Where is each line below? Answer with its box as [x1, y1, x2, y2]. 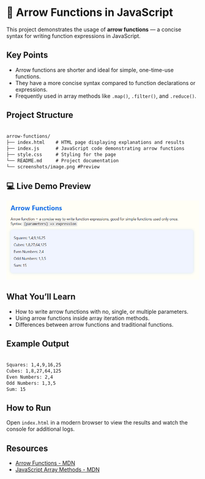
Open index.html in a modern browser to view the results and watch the [6, 419, 188, 426]
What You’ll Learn [6, 292, 76, 302]
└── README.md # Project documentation [6, 157, 119, 164]
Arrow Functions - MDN [15, 459, 75, 467]
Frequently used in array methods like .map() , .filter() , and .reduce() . [15, 92, 197, 100]
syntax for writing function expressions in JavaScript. [6, 32, 141, 39]
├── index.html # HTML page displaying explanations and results [6, 139, 185, 146]
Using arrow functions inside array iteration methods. [15, 314, 150, 322]
